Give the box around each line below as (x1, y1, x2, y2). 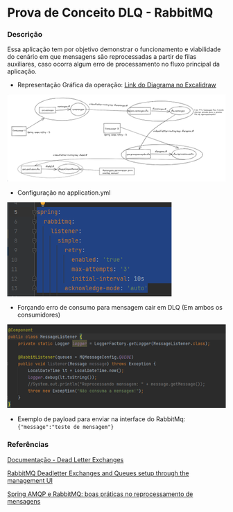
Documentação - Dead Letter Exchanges (7, 455, 124, 464)
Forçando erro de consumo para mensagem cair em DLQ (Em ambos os (17, 303, 223, 312)
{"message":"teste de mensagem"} (17, 424, 114, 431)
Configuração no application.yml (17, 188, 111, 197)
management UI (7, 476, 53, 484)
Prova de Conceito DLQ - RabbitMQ (7, 5, 214, 21)
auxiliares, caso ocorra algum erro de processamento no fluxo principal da (7, 60, 221, 69)
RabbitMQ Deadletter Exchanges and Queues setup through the (7, 469, 189, 477)
